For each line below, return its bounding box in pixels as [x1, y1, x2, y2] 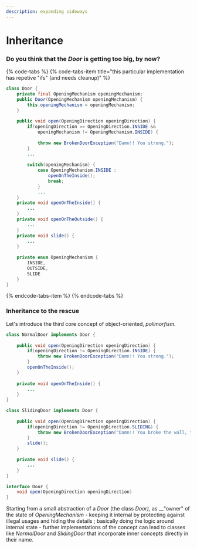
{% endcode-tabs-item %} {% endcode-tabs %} [6, 292, 124, 299]
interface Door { [6, 484, 49, 489]
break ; [47, 178, 64, 184]
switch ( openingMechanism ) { [27, 162, 96, 168]
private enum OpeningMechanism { [16, 254, 98, 261]
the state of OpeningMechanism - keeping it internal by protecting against [6, 511, 185, 519]
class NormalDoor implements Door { [6, 332, 96, 338]
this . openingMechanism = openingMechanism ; [27, 102, 135, 108]
